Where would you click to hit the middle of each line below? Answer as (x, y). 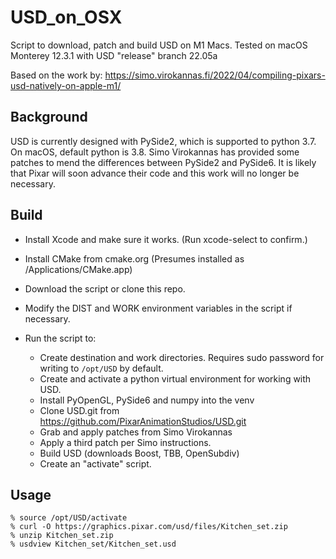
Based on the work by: (56, 75)
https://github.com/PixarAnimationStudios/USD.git (143, 421)
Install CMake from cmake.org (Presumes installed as (134, 258)
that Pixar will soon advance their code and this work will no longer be (155, 173)
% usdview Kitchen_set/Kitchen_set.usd (93, 544)
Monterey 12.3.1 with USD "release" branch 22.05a (114, 55)
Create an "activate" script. (95, 463)
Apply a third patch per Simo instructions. (125, 442)
